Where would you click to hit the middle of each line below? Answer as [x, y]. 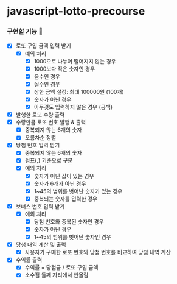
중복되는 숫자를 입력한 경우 [66, 199]
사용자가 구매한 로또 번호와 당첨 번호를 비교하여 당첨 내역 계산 [98, 252]
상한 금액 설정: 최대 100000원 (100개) [79, 91]
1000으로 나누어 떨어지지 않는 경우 [75, 61]
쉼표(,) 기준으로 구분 [49, 160]
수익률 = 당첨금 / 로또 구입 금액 [62, 268]
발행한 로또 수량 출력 [40, 115]
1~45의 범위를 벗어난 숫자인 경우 [72, 237]
